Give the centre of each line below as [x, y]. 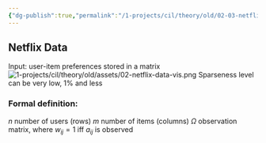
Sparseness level [226, 75]
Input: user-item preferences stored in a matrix [84, 66]
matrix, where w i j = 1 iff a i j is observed [70, 130]
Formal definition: [43, 103]
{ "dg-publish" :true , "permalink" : [63, 15]
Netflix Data [38, 48]
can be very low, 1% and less [55, 83]
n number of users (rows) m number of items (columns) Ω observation [123, 121]
